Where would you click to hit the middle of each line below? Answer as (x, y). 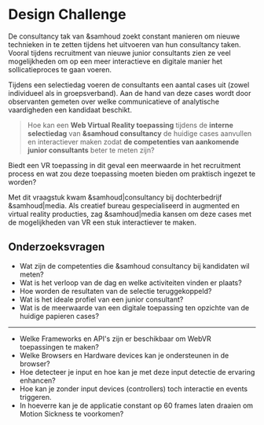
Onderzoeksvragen (57, 247)
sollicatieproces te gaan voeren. (60, 69)
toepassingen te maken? (59, 346)
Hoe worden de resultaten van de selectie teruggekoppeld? (115, 291)
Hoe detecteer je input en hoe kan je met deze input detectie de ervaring (137, 372)
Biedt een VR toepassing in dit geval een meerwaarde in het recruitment (125, 165)
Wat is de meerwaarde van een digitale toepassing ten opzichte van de (134, 307)
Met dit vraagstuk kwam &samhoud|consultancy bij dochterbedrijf (115, 197)
